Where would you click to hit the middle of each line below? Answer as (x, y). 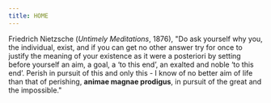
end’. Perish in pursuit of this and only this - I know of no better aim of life (131, 72)
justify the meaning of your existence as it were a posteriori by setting (125, 56)
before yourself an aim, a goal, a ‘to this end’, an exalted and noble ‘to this (131, 64)
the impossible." (35, 90)
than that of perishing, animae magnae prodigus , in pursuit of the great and (135, 81)
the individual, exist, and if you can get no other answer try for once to (125, 47)
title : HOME (28, 16)
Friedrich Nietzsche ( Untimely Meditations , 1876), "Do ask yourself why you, (135, 39)
